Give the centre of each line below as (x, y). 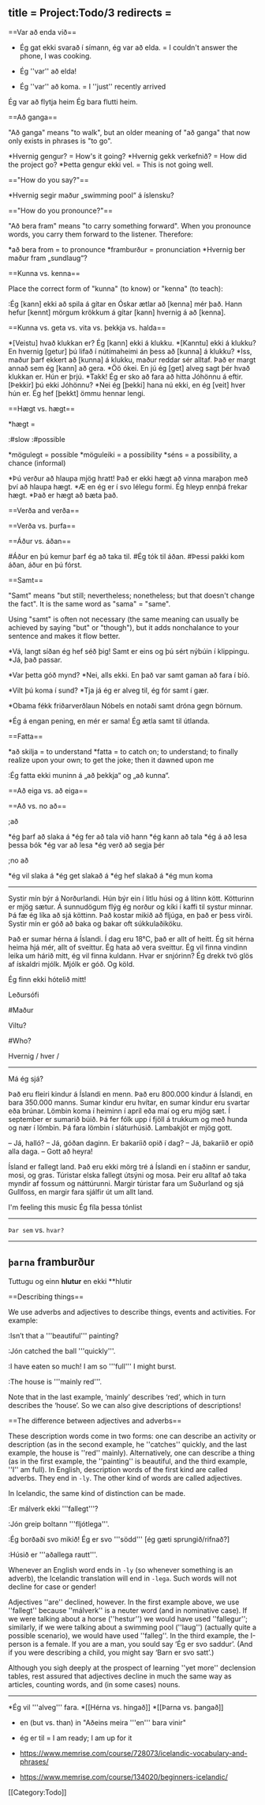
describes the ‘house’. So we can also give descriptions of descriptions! (125, 1405)
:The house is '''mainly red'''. (55, 1381)
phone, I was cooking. (56, 55)
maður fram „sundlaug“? (48, 258)
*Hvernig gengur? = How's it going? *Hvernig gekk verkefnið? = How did (127, 156)
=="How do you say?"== (49, 179)
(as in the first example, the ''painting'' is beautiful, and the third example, (128, 1461)
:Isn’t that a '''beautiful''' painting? (63, 1335)
